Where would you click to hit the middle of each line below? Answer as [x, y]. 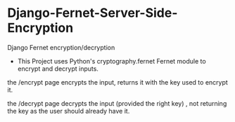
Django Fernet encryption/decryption [61, 47]
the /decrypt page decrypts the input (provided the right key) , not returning [117, 103]
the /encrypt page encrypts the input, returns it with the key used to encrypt [118, 82]
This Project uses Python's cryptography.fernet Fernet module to [112, 61]
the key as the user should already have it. [69, 111]
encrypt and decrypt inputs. [58, 68]
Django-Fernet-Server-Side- [93, 13]
